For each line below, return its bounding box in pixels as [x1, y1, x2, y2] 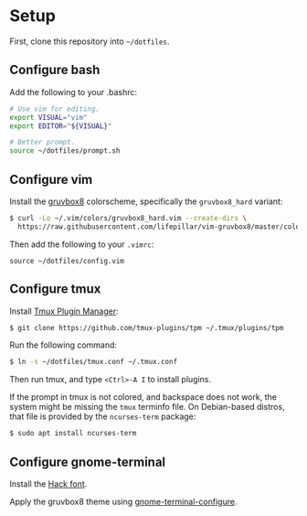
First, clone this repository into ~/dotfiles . [9, 36, 170, 47]
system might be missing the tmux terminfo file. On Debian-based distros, [9, 402, 285, 413]
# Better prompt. [9, 138, 76, 147]
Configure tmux [9, 281, 101, 297]
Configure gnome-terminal [9, 454, 166, 469]
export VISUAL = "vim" [9, 113, 89, 122]
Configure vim [9, 171, 93, 188]
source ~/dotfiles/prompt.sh [9, 146, 121, 156]
